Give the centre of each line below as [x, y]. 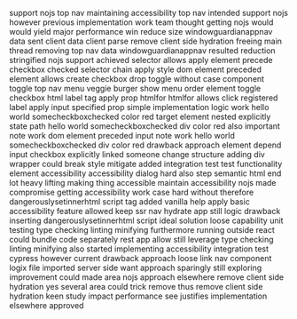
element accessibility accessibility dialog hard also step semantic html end [145, 173]
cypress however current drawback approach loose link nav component [141, 258]
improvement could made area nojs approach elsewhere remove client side [147, 277]
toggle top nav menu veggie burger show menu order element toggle [135, 88]
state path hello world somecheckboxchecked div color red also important [145, 126]
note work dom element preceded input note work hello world [122, 136]
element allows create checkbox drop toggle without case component [137, 79]
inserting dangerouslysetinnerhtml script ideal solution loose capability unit [146, 220]
